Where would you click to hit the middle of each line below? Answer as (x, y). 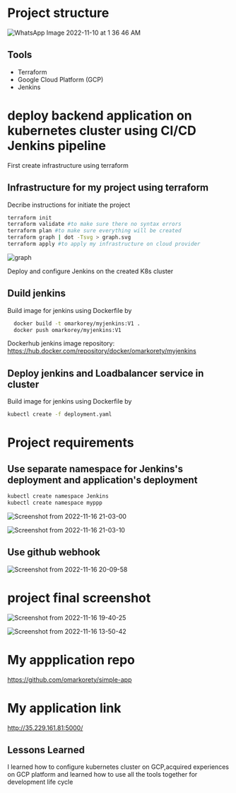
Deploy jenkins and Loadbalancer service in (106, 373)
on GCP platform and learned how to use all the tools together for (102, 775)
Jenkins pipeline (57, 146)
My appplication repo (71, 660)
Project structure (58, 13)
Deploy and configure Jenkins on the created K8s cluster (90, 271)
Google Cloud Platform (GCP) (60, 79)
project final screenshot (79, 598)
